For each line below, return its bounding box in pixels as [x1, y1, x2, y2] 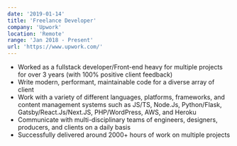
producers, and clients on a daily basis [17, 123, 131, 131]
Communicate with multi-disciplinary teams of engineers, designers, [17, 116, 218, 124]
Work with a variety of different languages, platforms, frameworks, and [17, 93, 226, 101]
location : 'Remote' [7, 30, 65, 38]
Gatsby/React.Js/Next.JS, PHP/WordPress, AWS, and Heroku [17, 108, 197, 116]
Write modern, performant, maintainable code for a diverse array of [17, 78, 215, 86]
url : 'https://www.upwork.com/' [7, 43, 103, 50]
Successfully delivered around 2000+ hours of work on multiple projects [17, 130, 231, 139]
